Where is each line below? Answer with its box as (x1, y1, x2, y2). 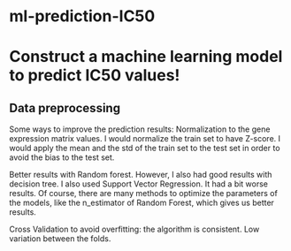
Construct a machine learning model (9, 47, 283, 67)
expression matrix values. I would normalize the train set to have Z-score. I (9, 133, 281, 144)
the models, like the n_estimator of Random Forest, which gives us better (9, 197, 274, 209)
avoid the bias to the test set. (9, 152, 115, 163)
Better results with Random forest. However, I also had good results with (9, 170, 272, 180)
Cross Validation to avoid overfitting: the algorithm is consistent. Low (9, 224, 260, 235)
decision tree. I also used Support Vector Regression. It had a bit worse (9, 179, 268, 189)
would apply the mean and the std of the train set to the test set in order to (9, 143, 280, 154)
